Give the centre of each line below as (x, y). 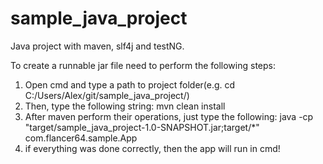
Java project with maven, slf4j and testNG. (97, 46)
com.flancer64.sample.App (81, 138)
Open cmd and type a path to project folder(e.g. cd (130, 84)
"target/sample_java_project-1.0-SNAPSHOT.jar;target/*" (142, 127)
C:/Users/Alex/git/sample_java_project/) (107, 95)
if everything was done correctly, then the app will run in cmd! (152, 148)
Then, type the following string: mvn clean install (125, 106)
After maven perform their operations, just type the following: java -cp (169, 116)
